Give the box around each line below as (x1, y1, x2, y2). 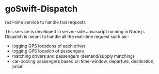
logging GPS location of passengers (12, 48, 84, 54)
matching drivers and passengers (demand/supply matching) (12, 53, 135, 59)
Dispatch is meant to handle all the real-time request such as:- (5, 34, 129, 39)
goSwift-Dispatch (5, 3, 78, 14)
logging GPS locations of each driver (12, 43, 86, 49)
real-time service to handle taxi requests (5, 19, 86, 25)
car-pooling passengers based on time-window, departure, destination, (12, 58, 155, 64)
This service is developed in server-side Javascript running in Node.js (5, 28, 145, 34)
